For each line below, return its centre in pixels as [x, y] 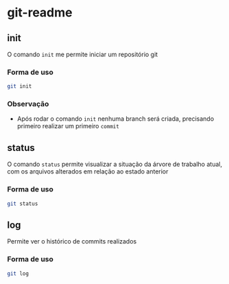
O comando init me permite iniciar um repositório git [83, 54]
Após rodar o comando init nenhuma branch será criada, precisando [116, 119]
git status [23, 204]
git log [18, 273]
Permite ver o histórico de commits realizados [72, 241]
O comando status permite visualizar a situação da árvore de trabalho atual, [115, 164]
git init [20, 86]
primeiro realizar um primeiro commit [68, 126]
